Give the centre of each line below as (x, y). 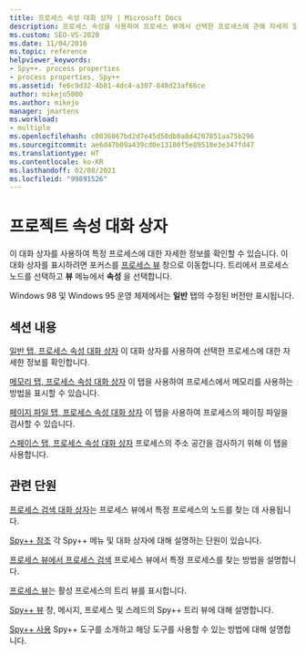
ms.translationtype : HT (55, 153)
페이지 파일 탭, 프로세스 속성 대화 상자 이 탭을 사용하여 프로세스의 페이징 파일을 (149, 412)
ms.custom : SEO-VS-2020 (55, 35)
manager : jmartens (44, 111)
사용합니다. (29, 455)
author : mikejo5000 (46, 94)
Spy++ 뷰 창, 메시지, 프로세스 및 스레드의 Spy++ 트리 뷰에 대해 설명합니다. (142, 609)
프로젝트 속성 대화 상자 (89, 226)
